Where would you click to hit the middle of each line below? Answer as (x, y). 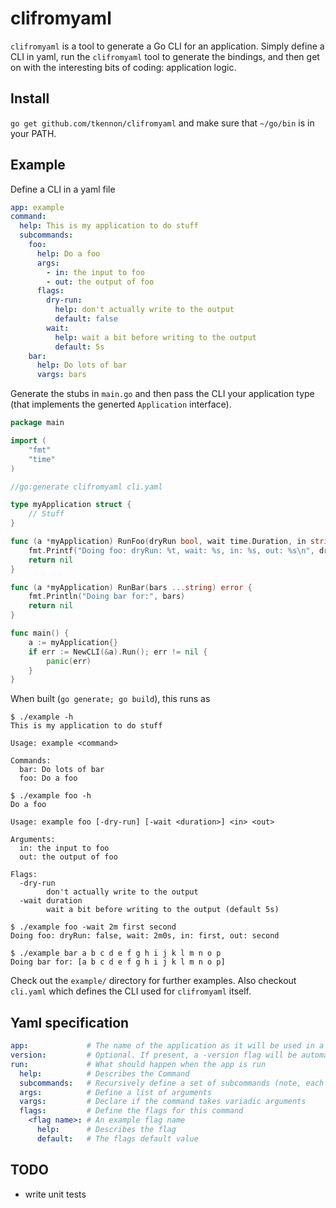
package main (37, 423)
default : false (86, 319)
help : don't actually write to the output (144, 310)
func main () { (40, 633)
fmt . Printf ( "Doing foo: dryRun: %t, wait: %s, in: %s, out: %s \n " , (171, 550)
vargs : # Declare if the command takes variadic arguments (163, 1102)
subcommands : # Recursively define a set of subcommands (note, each (172, 1083)
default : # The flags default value (117, 1138)
